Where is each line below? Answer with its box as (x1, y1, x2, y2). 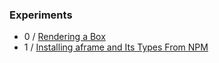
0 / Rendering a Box (23, 31, 106, 43)
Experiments (9, 8, 73, 22)
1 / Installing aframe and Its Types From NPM (23, 41, 209, 53)
